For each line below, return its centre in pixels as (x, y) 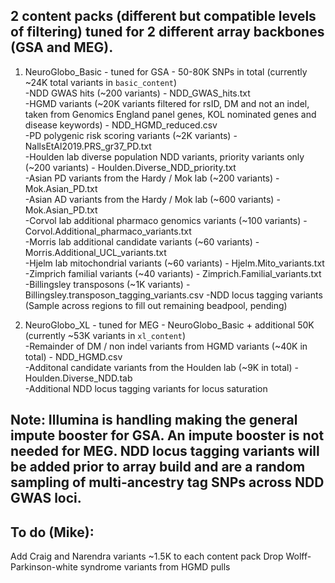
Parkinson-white (44, 567)
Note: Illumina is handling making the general (154, 420)
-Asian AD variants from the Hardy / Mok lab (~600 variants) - (152, 199)
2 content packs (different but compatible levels (163, 16)
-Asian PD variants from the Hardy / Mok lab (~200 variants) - (152, 178)
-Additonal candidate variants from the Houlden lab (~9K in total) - (161, 367)
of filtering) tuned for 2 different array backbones (167, 32)
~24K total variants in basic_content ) (101, 82)
